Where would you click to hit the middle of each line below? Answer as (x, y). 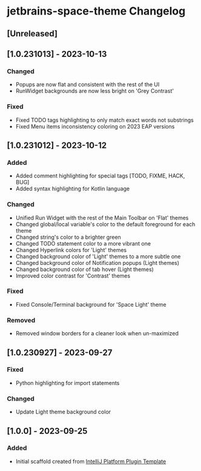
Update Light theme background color (63, 412)
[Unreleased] (32, 34)
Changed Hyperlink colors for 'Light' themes (71, 250)
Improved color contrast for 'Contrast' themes (73, 276)
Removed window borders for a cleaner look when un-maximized (97, 333)
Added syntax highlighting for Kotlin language (73, 189)
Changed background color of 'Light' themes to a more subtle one (98, 256)
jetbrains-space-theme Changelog (96, 11)
